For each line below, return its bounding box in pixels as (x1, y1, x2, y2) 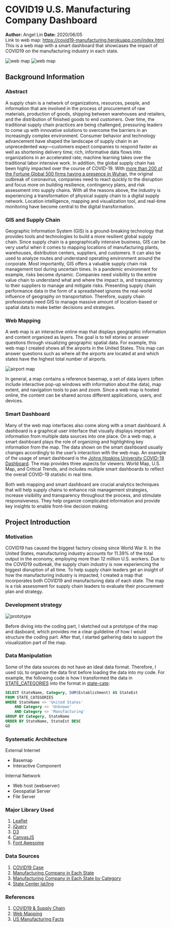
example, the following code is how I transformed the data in (5, 674, 133, 681)
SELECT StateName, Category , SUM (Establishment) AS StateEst (5, 690, 138, 695)
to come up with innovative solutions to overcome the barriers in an (5, 127, 147, 133)
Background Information (5, 73, 85, 82)
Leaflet (12, 818, 28, 824)
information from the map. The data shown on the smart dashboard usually (5, 444, 163, 450)
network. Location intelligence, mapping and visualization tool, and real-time (5, 198, 166, 204)
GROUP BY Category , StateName (5, 714, 70, 719)
